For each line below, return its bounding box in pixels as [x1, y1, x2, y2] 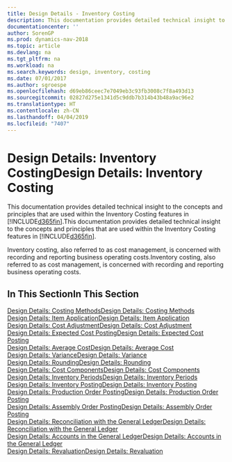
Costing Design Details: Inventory [7, 165, 203, 181]
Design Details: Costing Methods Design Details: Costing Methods [7, 307, 195, 315]
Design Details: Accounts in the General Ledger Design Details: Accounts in [7, 432, 222, 440]
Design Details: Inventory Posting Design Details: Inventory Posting [7, 381, 197, 389]
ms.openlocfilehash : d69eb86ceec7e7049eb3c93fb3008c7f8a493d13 [7, 88, 194, 95]
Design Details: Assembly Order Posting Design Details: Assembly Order [7, 403, 213, 411]
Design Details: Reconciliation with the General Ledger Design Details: [7, 417, 206, 426]
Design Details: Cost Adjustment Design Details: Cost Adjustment [7, 321, 192, 330]
